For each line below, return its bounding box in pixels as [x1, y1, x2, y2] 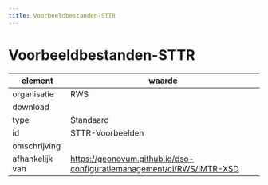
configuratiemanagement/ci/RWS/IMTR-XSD [70, 163, 239, 174]
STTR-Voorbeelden [70, 127, 144, 138]
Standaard [70, 114, 109, 125]
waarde [148, 75, 178, 86]
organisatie [12, 89, 54, 100]
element [21, 75, 53, 86]
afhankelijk [12, 153, 53, 164]
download [12, 101, 50, 112]
